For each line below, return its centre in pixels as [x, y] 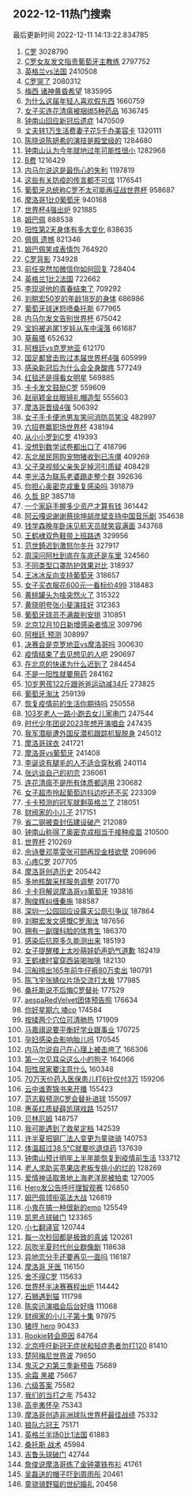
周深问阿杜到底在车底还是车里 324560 [87, 555]
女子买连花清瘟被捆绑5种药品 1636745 [87, 111]
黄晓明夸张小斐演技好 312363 [72, 605]
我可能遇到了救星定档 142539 [72, 1128]
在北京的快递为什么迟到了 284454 [80, 664]
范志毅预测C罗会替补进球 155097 [78, 1098]
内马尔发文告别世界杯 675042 [73, 318]
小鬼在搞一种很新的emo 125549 [76, 1207]
